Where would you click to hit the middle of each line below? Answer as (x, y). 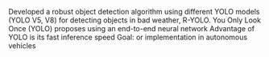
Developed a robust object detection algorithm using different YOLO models (134, 12)
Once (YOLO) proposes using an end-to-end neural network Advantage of (132, 28)
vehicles (22, 46)
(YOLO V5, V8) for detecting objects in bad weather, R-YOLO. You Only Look (135, 20)
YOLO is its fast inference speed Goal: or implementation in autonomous (128, 37)
